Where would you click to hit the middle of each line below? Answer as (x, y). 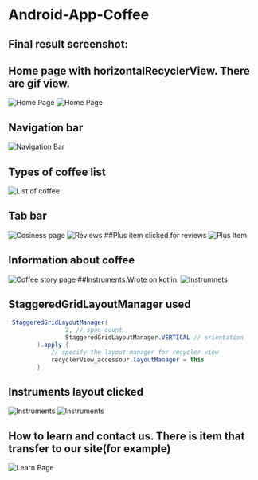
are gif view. (39, 83)
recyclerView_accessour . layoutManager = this (127, 360)
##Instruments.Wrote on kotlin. (128, 279)
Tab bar (28, 216)
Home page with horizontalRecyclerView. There (129, 70)
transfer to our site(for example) (90, 449)
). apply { (53, 345)
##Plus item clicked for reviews (155, 235)
